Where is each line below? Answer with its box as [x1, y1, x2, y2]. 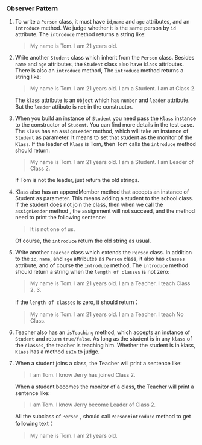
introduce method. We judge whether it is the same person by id [14, 24, 177, 31]
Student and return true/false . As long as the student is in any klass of [14, 335, 192, 342]
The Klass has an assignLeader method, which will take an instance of [14, 128, 189, 135]
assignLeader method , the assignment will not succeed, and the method [14, 207, 195, 215]
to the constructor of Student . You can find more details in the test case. [14, 121, 194, 128]
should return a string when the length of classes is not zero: [14, 268, 170, 276]
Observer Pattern [6, 4, 58, 13]
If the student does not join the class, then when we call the [14, 201, 163, 209]
